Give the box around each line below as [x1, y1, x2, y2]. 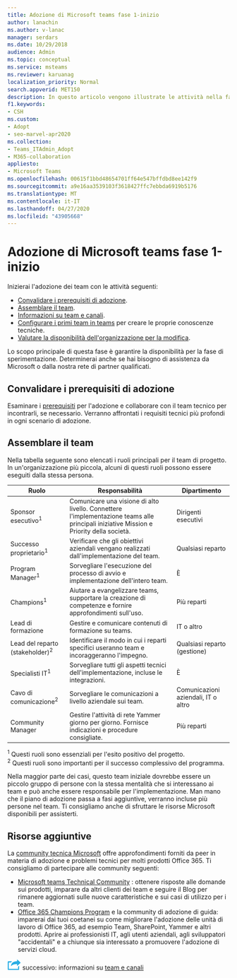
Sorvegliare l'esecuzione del [69, 562, 152, 570]
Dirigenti [176, 508, 202, 517]
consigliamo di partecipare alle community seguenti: [7, 864, 160, 873]
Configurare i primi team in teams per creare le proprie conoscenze [17, 319, 214, 327]
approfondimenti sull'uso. [69, 608, 143, 618]
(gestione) [176, 647, 207, 656]
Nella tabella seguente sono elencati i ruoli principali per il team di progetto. [7, 456, 227, 464]
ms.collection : [7, 138, 52, 145]
